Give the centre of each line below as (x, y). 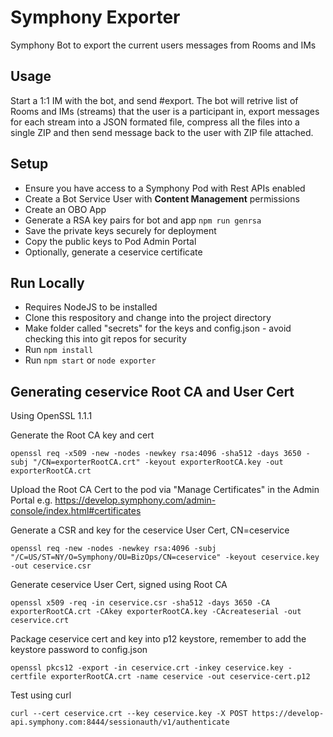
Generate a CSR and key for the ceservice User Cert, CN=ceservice (150, 530)
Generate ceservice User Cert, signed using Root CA (119, 585)
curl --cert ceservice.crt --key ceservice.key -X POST (129, 714)
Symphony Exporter (95, 17)
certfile (28, 677)
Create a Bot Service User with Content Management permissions (162, 198)
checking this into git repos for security (105, 339)
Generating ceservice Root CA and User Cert (152, 391)
